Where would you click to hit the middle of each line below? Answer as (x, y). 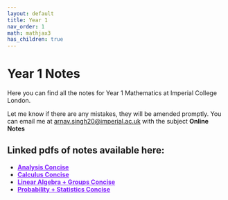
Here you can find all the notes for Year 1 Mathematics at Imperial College (112, 93)
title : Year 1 (28, 20)
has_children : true (35, 40)
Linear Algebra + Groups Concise (66, 182)
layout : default (30, 14)
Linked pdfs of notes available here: (86, 150)
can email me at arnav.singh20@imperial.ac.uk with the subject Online (108, 122)
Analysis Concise (43, 167)
